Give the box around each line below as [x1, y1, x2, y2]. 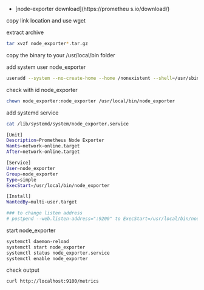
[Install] [6, 193, 32, 200]
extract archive [6, 29, 44, 36]
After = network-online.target [6, 149, 80, 155]
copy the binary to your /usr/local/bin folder [6, 51, 115, 58]
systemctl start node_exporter [6, 244, 86, 250]
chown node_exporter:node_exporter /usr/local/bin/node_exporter [6, 97, 175, 104]
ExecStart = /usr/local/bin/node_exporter [6, 182, 110, 188]
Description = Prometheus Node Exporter [6, 137, 104, 144]
